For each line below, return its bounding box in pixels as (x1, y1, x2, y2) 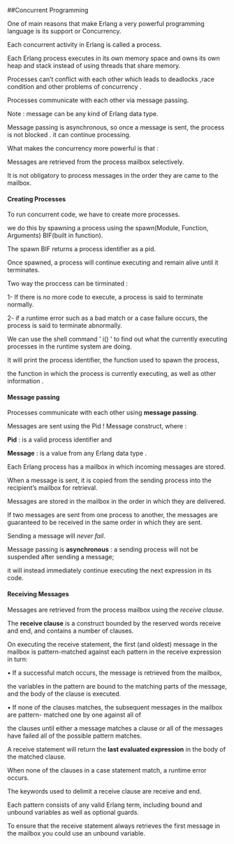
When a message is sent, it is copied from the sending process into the (7, 476, 212, 485)
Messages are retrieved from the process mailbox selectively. (7, 157, 184, 166)
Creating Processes (7, 195, 66, 203)
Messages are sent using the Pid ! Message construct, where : (7, 422, 187, 430)
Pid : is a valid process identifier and (7, 435, 112, 444)
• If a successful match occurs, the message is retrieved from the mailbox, (7, 668, 222, 677)
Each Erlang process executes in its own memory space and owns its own (7, 54, 220, 62)
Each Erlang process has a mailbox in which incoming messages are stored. (7, 463, 226, 471)
